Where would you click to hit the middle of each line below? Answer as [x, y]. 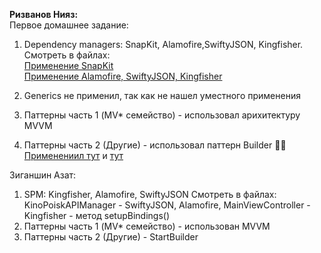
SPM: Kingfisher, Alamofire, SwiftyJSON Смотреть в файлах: [150, 194]
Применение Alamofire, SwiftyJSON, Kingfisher [123, 76]
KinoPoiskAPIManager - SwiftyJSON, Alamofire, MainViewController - [167, 205]
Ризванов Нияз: [44, 14]
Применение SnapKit [68, 65]
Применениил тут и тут [73, 155]
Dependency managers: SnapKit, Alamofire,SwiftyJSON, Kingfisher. [163, 44]
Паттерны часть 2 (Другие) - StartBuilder [111, 237]
